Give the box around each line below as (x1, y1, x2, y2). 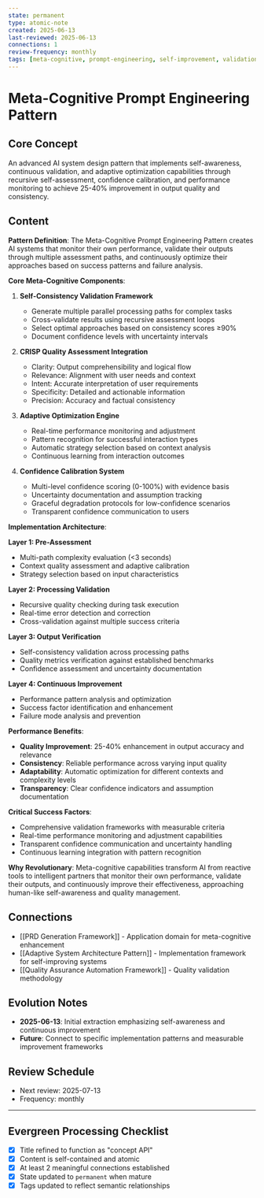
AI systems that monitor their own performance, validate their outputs (8, 243, 233, 253)
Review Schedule (8, 1065, 95, 1078)
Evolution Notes (8, 996, 88, 1009)
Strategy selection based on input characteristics (19, 569, 179, 579)
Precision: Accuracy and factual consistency (31, 395, 175, 405)
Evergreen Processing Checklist (8, 1124, 169, 1138)
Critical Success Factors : (8, 807, 92, 816)
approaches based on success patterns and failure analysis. (8, 261, 203, 270)
